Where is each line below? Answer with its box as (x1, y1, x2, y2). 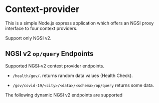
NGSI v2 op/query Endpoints (5, 49, 94, 58)
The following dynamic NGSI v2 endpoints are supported (5, 91, 123, 98)
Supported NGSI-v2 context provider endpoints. (5, 62, 104, 68)
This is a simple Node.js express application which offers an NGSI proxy (5, 20, 154, 26)
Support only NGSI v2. (5, 35, 52, 41)
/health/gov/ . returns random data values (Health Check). (12, 72, 133, 78)
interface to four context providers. (5, 25, 78, 31)
